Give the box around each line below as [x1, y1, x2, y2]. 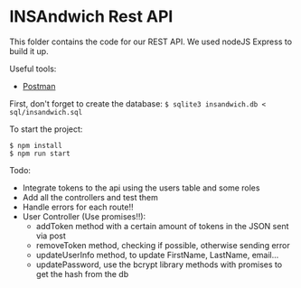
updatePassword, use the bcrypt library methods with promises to [35, 259, 283, 270]
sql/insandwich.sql [9, 107, 83, 116]
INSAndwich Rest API [9, 6, 174, 27]
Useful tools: [9, 63, 57, 74]
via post [35, 230, 66, 241]
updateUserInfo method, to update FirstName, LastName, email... [35, 249, 279, 260]
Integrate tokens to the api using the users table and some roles [22, 182, 260, 193]
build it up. [9, 45, 49, 56]
